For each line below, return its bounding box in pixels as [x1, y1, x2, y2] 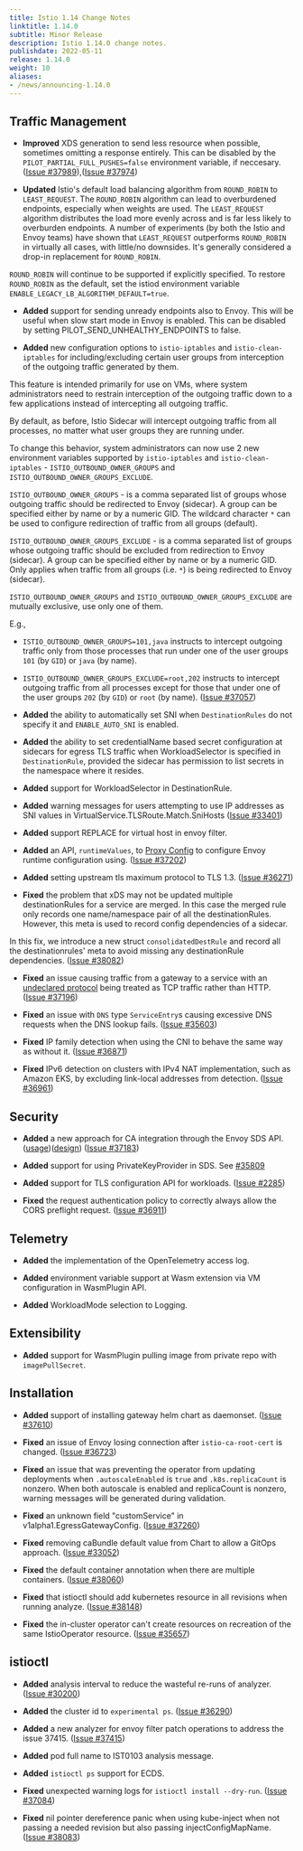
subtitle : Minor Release [9, 30, 103, 39]
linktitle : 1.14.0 [9, 22, 78, 31]
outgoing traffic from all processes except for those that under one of [22, 682, 281, 693]
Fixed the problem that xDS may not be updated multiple [22, 889, 234, 900]
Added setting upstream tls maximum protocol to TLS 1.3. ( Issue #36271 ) [22, 872, 294, 883]
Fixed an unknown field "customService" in [22, 1510, 184, 1521]
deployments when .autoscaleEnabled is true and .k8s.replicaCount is [22, 1473, 287, 1484]
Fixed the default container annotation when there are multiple [22, 1564, 255, 1575]
